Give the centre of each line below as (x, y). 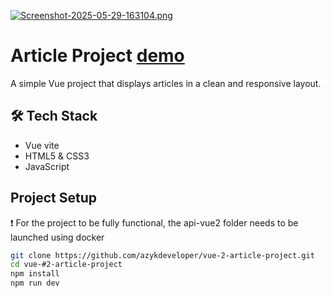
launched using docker (57, 237)
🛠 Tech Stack (54, 116)
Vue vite (42, 145)
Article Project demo (97, 56)
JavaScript (47, 166)
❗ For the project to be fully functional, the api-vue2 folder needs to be (154, 222)
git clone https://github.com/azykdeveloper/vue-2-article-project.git (162, 255)
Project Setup (54, 198)
